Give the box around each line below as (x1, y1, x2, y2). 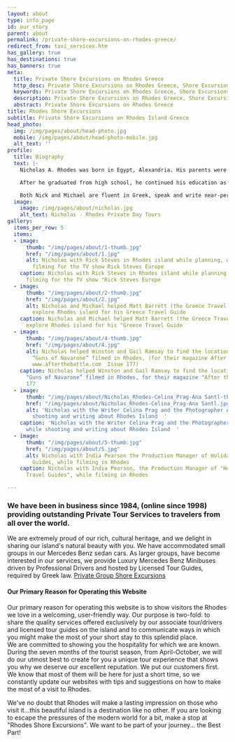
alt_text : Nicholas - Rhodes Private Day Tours (20, 211, 161, 218)
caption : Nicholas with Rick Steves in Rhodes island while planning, (20, 270, 230, 277)
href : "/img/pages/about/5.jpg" (25, 445, 120, 452)
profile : (7, 147, 33, 154)
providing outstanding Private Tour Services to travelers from (7, 509, 220, 519)
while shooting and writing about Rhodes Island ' (25, 426, 180, 433)
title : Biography (13, 153, 64, 161)
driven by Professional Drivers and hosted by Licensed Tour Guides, (7, 564, 204, 573)
